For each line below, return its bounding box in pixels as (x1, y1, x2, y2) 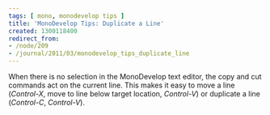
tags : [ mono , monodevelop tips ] (8, 11, 125, 20)
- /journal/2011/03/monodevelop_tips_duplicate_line (8, 49, 190, 57)
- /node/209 (8, 42, 49, 50)
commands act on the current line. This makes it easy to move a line (8, 80, 235, 90)
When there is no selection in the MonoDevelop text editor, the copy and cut (8, 72, 262, 81)
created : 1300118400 (8, 27, 78, 35)
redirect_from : (8, 34, 60, 43)
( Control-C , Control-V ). (8, 98, 85, 107)
